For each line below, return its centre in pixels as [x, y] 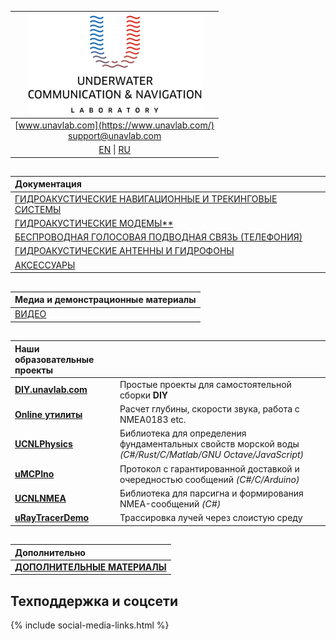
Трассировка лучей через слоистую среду [211, 518]
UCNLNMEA [40, 498]
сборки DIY [144, 395]
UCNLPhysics [43, 444]
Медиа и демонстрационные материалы [105, 300]
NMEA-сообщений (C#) [170, 503]
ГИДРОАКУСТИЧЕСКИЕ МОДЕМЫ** [94, 223]
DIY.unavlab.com [51, 390]
